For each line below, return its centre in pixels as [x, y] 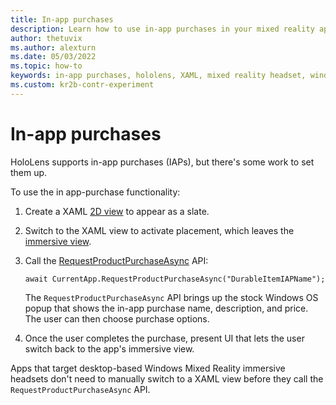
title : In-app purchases [62, 19]
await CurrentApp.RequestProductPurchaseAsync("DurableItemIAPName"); [175, 279]
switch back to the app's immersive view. [109, 348]
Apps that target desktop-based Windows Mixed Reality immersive [148, 368]
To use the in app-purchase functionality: [95, 192]
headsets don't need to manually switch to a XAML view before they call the [167, 378]
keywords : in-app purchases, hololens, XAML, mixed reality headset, [158, 76]
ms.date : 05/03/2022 [53, 57]
